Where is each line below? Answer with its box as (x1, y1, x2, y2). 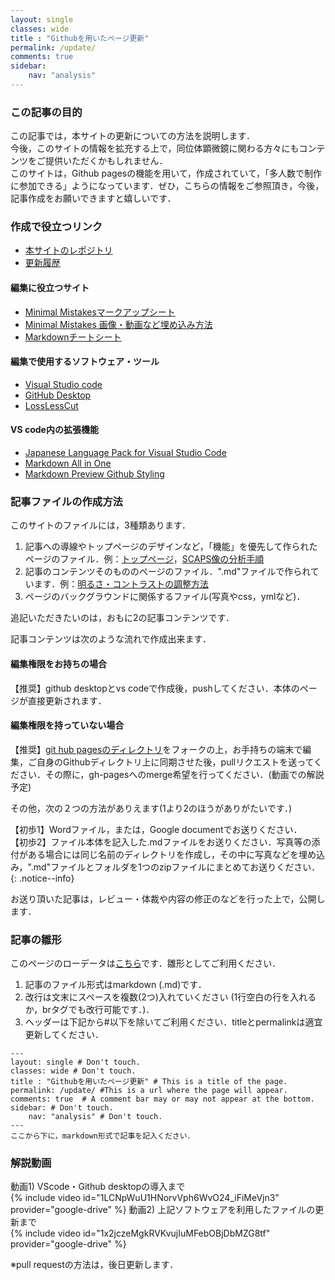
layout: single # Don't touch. (10, 1057, 141, 1068)
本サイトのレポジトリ (24, 244, 113, 256)
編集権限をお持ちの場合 (10, 657, 107, 670)
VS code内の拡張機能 (10, 424, 99, 436)
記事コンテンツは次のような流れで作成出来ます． (10, 633, 212, 645)
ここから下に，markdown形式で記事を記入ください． (10, 1131, 195, 1141)
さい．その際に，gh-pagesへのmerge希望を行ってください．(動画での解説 (18, 768, 325, 780)
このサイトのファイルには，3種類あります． (10, 519, 192, 531)
